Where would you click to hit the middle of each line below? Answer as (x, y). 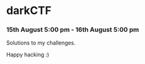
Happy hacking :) (28, 55)
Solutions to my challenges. (41, 43)
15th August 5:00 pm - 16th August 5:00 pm (73, 30)
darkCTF (29, 11)
